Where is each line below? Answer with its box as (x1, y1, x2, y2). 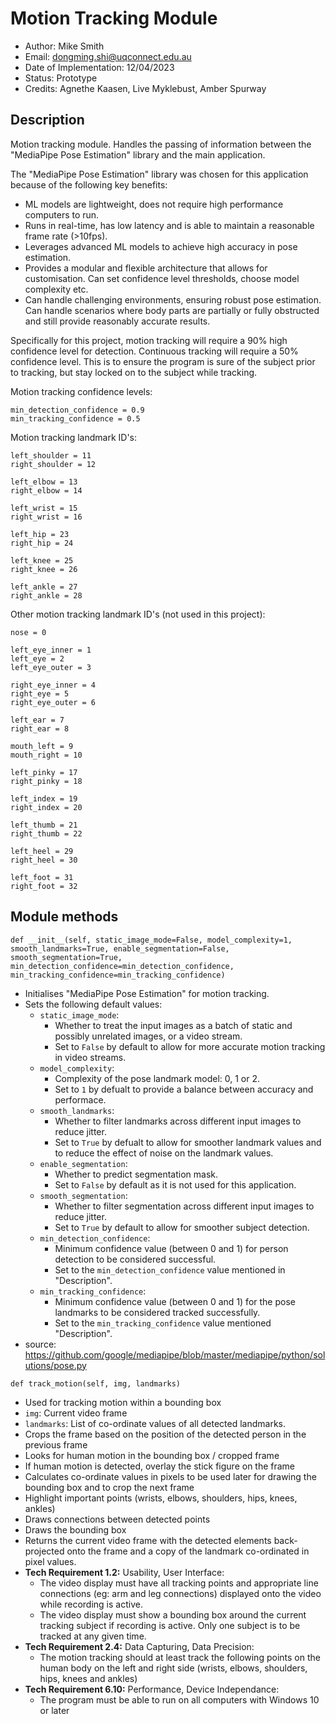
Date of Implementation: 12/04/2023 (24, 61, 175, 73)
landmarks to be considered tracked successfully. (54, 1306, 261, 1318)
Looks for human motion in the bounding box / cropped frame (24, 1449, 280, 1461)
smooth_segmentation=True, (10, 952, 123, 962)
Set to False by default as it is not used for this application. (54, 1178, 297, 1191)
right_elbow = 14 (10, 485, 83, 496)
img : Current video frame (24, 1407, 128, 1419)
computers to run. (24, 208, 100, 221)
